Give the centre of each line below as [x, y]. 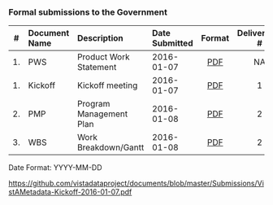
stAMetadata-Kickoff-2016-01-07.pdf [70, 192]
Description [100, 38]
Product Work [103, 57]
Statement [97, 68]
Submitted [172, 43]
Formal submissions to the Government [88, 12]
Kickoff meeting [107, 85]
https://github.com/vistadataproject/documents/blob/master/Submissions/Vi [136, 183]
